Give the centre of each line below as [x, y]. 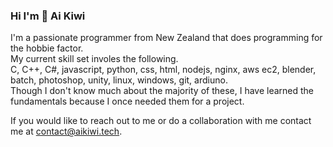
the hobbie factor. [47, 48]
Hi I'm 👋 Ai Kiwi [48, 16]
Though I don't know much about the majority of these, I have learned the [162, 91]
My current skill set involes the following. [94, 59]
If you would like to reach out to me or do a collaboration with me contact [161, 121]
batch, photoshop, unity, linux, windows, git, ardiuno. [119, 80]
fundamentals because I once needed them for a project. [127, 101]
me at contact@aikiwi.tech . [66, 131]
